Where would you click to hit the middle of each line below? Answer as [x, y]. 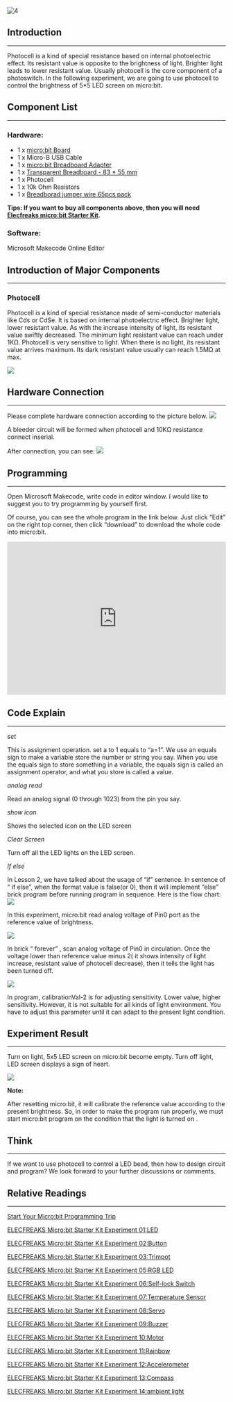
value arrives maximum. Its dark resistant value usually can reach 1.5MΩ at [114, 350]
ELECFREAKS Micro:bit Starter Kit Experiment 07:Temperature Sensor [107, 1297]
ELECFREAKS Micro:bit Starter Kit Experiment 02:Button [87, 1243]
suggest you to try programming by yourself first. [77, 503]
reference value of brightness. [50, 922]
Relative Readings [47, 1193]
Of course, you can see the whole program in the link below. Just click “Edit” [116, 517]
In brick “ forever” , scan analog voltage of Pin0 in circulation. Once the [109, 949]
